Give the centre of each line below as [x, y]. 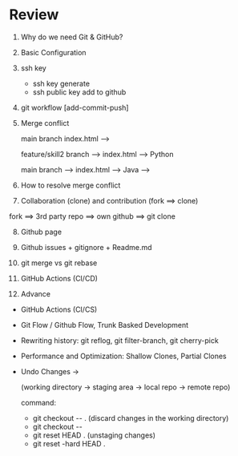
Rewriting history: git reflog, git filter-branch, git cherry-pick [119, 340]
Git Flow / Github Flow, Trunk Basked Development [105, 325]
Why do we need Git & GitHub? [72, 37]
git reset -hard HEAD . [69, 443]
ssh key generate [61, 83]
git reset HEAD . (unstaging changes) [94, 435]
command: [38, 402]
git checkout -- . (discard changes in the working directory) [131, 418]
